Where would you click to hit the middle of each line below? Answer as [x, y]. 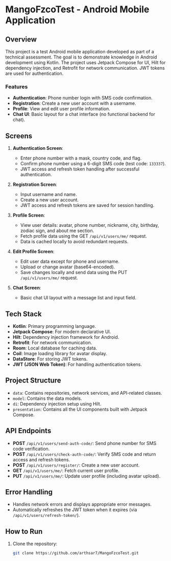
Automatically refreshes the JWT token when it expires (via [75, 510]
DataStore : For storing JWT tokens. [50, 359]
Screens [19, 136]
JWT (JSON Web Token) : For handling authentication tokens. [77, 364]
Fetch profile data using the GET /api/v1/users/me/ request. [83, 236]
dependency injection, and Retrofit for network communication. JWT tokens [85, 68]
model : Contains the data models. [47, 398]
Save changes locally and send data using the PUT [74, 273]
